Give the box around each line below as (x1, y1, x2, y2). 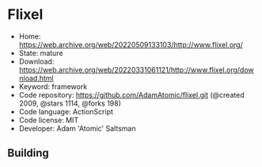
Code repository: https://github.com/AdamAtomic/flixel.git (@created (18, 90, 245, 99)
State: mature (18, 48, 64, 58)
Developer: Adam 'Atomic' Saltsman (18, 124, 136, 133)
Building (7, 147, 49, 160)
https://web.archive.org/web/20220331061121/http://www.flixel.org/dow (18, 65, 254, 74)
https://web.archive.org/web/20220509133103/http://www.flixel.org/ (18, 39, 243, 49)
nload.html (18, 73, 54, 83)
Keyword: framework (18, 81, 88, 91)
